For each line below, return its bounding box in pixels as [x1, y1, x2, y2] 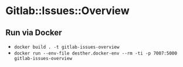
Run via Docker [5, 28, 62, 38]
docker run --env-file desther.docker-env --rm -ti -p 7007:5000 [13, 51, 177, 56]
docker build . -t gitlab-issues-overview [13, 44, 120, 50]
